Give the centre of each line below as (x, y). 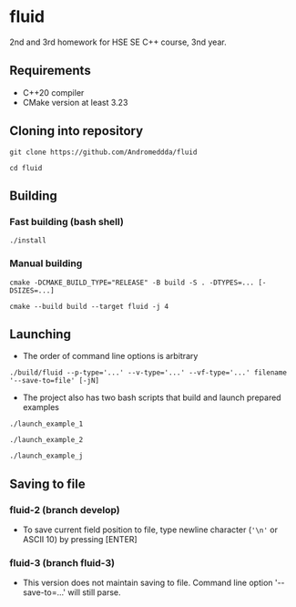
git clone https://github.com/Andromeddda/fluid (103, 152)
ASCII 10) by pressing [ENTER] (80, 540)
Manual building (46, 263)
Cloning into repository (77, 131)
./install (28, 241)
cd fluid (26, 168)
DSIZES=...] (32, 290)
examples (41, 407)
